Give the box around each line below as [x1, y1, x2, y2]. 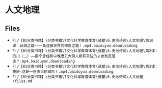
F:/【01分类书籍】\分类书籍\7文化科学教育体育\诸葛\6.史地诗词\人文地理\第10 [12, 38, 154, 43]
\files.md [12, 79, 33, 84]
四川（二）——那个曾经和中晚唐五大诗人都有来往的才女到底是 [12, 54, 116, 59]
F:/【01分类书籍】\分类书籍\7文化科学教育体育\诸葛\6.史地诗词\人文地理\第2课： [12, 48, 159, 53]
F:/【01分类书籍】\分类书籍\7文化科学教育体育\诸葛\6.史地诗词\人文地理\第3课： [12, 64, 159, 69]
